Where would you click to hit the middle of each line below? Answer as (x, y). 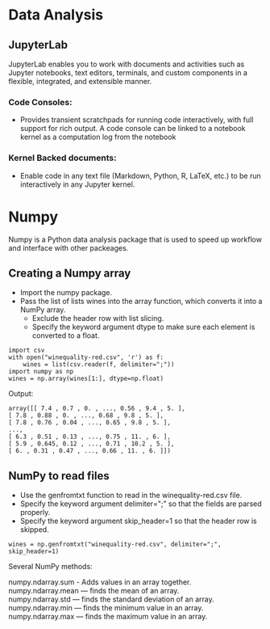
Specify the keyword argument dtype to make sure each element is (143, 327)
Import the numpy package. (66, 293)
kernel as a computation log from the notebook (98, 137)
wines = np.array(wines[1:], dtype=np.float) (86, 379)
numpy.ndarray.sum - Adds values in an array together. (100, 582)
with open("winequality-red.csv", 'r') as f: (86, 357)
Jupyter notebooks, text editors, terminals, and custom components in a (128, 73)
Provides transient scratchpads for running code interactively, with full (137, 120)
